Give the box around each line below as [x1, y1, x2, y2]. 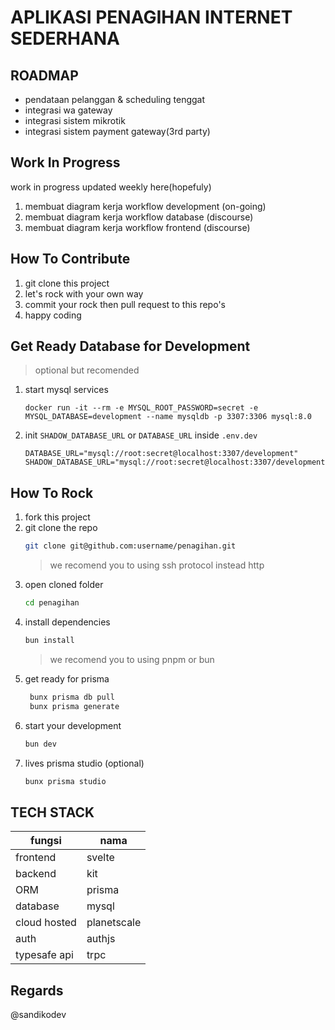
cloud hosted [15, 916, 77, 930]
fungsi [30, 834, 62, 848]
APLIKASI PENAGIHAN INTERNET [10, 6, 293, 29]
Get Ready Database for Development [10, 338, 251, 355]
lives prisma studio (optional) [24, 757, 145, 769]
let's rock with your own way [24, 287, 144, 300]
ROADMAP [10, 67, 79, 84]
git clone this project [24, 277, 110, 289]
